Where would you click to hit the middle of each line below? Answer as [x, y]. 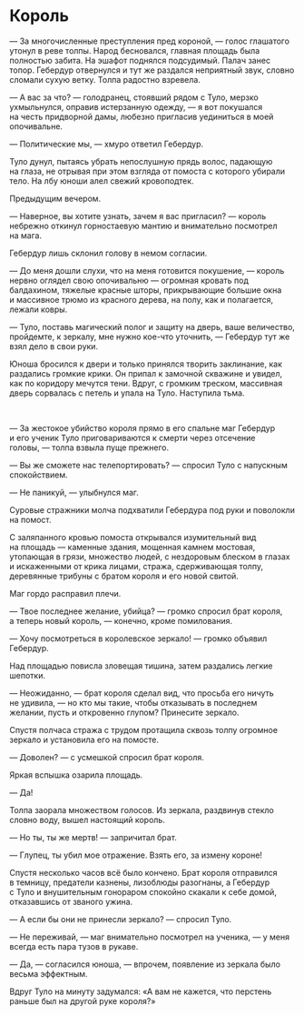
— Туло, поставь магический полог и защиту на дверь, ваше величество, [152, 327]
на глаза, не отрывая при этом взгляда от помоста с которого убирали [147, 171]
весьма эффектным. [49, 973]
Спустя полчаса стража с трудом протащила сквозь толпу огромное [144, 729]
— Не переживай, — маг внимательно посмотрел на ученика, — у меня [150, 937]
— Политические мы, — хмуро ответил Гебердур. [107, 144]
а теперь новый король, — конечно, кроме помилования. [121, 620]
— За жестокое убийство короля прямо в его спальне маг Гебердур [142, 427]
